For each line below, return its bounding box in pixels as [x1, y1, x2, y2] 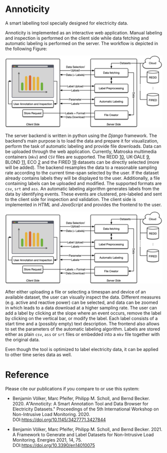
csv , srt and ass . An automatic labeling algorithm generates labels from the [5, 186, 160, 192]
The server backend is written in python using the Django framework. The [5, 132, 157, 138]
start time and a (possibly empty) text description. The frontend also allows [5, 320, 160, 326]
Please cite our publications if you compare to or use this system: [5, 385, 140, 391]
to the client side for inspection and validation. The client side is [5, 196, 136, 202]
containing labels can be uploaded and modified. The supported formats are [5, 180, 162, 186]
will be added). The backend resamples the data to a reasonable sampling [5, 164, 157, 170]
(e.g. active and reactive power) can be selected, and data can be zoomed [5, 299, 158, 305]
